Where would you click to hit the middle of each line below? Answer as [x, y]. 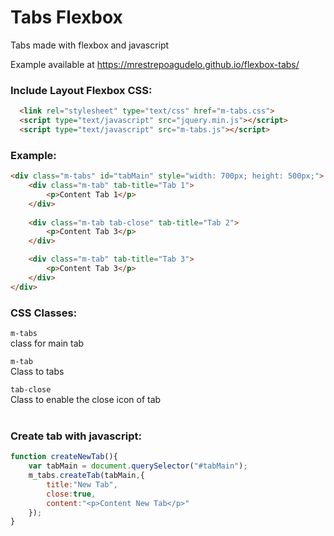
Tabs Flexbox [66, 17]
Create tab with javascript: [76, 436]
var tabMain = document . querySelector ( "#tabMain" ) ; [138, 466]
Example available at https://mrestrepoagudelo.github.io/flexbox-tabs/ [155, 64]
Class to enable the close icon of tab [86, 399]
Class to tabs [37, 371]
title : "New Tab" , [82, 484]
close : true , [71, 494]
